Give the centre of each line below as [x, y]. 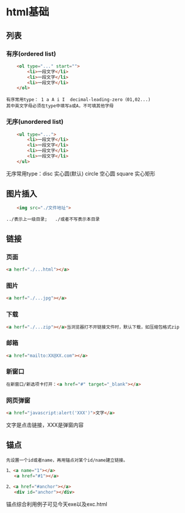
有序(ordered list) [31, 53]
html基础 [28, 12]
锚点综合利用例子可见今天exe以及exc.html [57, 504]
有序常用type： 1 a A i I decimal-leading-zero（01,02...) [78, 100]
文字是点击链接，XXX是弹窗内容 [45, 425]
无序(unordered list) [35, 122]
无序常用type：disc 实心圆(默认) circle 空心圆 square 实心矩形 [81, 173]
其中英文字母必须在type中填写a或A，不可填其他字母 [60, 106]
